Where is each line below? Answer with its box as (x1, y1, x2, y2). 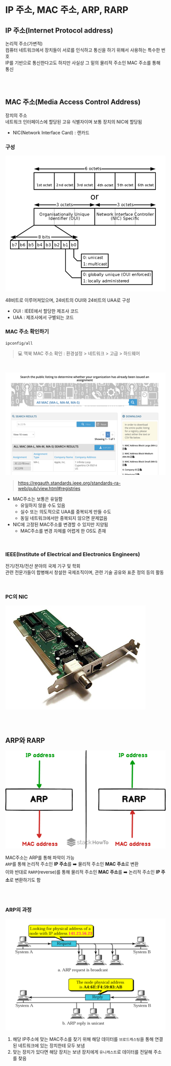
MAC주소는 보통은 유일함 (12, 496, 63, 502)
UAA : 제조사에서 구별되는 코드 (12, 314, 74, 320)
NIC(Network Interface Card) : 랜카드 (12, 129, 90, 135)
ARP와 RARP (5, 736, 45, 745)
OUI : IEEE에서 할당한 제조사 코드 (12, 308, 79, 314)
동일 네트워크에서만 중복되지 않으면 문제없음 (20, 515, 108, 521)
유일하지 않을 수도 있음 (20, 502, 66, 508)
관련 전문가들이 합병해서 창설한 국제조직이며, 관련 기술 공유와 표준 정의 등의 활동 (5, 569, 164, 575)
